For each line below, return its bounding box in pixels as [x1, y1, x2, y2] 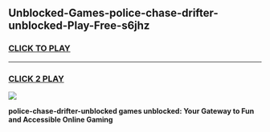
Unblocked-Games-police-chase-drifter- [8, 6, 219, 20]
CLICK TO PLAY [8, 43, 71, 54]
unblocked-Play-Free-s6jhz [8, 19, 150, 33]
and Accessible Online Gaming [8, 114, 113, 124]
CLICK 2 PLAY [8, 73, 64, 84]
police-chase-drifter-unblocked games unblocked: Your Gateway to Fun [8, 106, 255, 115]
